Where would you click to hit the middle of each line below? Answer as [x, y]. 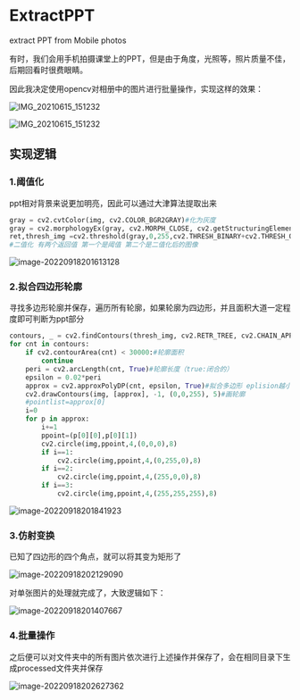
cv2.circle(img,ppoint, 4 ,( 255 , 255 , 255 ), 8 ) [137, 494]
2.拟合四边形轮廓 [46, 287]
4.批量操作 [32, 636]
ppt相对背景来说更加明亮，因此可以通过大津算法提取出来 [113, 203]
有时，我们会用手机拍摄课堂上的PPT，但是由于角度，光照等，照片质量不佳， [150, 58]
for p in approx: [58, 419]
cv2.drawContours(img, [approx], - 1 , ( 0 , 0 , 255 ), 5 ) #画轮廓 [135, 394]
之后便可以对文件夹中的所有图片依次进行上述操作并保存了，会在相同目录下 [146, 656]
